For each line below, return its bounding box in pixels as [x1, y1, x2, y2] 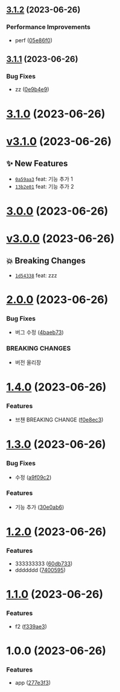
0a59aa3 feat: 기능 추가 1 [14, 175, 74, 183]
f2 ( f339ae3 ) [14, 623, 47, 630]
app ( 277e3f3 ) [14, 679, 51, 687]
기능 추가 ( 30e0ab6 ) [14, 503, 65, 511]
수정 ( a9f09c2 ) [14, 473, 52, 481]
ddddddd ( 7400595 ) [14, 567, 66, 574]
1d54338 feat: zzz [14, 271, 57, 279]
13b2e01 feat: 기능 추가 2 [14, 183, 74, 190]
